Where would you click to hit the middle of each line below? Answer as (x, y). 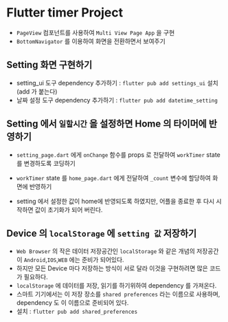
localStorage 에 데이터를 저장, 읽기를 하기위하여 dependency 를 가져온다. (116, 286)
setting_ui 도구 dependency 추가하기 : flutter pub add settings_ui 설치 (117, 83)
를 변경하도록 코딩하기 (46, 163)
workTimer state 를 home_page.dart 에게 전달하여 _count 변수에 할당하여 (113, 178)
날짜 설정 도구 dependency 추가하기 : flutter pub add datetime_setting (117, 100)
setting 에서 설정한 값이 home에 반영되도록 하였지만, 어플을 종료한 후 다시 (115, 201)
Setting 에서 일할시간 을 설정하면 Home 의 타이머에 (107, 124)
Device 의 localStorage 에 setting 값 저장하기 (102, 233)
